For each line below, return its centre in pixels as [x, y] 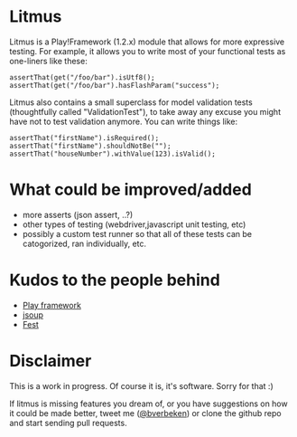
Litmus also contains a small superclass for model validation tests [131, 102]
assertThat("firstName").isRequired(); [84, 138]
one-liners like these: [48, 61]
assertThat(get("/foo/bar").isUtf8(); [82, 77]
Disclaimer [51, 361]
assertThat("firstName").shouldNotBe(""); [90, 146]
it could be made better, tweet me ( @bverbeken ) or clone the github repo [145, 413]
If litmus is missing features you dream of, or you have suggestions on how [148, 404]
